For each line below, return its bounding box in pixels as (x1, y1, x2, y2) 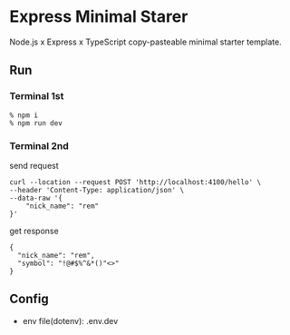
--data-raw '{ (9, 193, 63, 202)
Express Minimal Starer (9, 6, 188, 27)
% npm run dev (9, 118, 63, 128)
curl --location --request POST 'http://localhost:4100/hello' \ (9, 177, 261, 187)
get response (9, 225, 59, 236)
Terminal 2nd (9, 139, 70, 152)
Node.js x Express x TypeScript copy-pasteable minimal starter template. (9, 36, 283, 47)
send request (9, 160, 59, 171)
